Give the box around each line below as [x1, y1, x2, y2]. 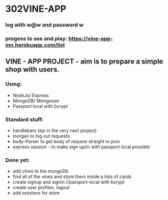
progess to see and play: [5, 35, 68, 42]
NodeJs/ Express [12, 92, 49, 98]
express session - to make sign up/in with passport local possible [12, 144, 150, 150]
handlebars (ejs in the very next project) [12, 127, 97, 134]
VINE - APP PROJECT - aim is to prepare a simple [5, 57, 163, 66]
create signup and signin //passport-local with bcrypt [12, 179, 125, 185]
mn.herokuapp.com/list [5, 41, 65, 49]
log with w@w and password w [5, 21, 84, 29]
